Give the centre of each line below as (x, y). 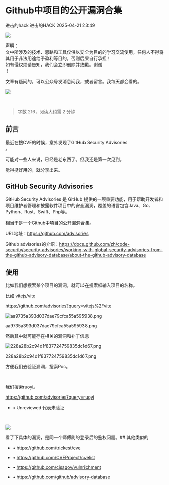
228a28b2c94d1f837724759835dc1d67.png (51, 356)
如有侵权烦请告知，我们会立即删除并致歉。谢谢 (54, 64)
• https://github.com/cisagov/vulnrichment (57, 467)
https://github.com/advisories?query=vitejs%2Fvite (58, 306)
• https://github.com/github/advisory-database (61, 477)
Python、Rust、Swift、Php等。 (37, 212)
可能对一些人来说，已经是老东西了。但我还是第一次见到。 (65, 159)
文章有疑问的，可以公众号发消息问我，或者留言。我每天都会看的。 (73, 81)
